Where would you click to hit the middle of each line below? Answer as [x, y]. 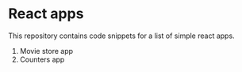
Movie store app [46, 51]
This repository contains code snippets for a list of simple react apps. [122, 36]
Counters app [42, 59]
